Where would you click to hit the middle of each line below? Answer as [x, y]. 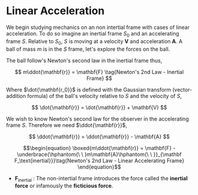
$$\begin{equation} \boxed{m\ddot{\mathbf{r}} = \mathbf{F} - [99, 148]
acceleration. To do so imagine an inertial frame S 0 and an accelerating [92, 34]
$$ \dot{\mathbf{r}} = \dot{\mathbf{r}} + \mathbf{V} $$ [99, 107]
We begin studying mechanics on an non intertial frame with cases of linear [98, 27]
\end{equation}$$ [99, 167]
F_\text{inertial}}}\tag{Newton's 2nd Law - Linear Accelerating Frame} [99, 160]
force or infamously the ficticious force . [64, 186]
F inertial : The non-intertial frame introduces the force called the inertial [101, 179]
